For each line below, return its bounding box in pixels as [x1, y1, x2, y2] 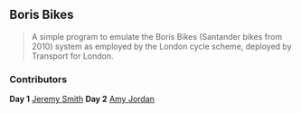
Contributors [9, 72, 68, 85]
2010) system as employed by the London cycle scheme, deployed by [31, 41, 292, 52]
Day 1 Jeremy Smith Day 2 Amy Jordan [9, 94, 155, 105]
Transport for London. [31, 50, 115, 61]
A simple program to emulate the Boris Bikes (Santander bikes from [31, 31, 283, 42]
